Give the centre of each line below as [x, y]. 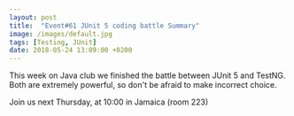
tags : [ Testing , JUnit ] [53, 42]
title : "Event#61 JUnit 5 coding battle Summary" [104, 26]
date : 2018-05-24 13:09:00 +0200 [71, 50]
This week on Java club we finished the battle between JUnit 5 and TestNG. [147, 75]
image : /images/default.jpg [61, 34]
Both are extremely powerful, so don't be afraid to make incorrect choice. [143, 85]
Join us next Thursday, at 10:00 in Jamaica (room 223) [109, 102]
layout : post [33, 17]
